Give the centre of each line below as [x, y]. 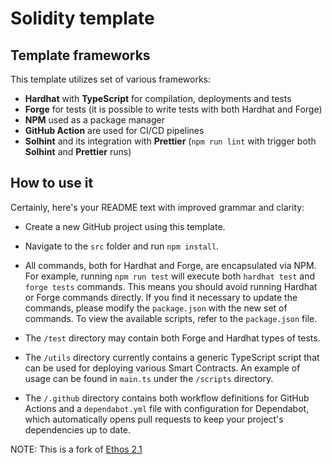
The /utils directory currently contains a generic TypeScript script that [172, 357]
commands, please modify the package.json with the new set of [156, 308]
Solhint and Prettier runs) [78, 151]
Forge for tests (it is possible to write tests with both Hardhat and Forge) [173, 109]
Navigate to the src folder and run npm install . [122, 246]
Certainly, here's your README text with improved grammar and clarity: [157, 207]
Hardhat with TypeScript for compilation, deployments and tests [158, 98]
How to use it [52, 183]
